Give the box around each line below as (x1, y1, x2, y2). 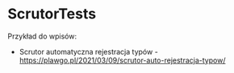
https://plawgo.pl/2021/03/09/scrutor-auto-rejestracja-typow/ (19, 55, 226, 65)
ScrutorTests (7, 5, 97, 23)
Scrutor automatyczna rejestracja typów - (19, 47, 158, 56)
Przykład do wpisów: (7, 31, 77, 41)
